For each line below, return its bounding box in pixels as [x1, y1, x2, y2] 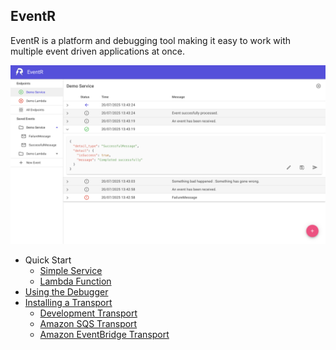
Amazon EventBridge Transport [39, 329, 170, 341]
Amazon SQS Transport [39, 318, 138, 330]
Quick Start [24, 254, 72, 266]
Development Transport [39, 307, 138, 319]
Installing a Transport [24, 297, 113, 309]
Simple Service [39, 265, 103, 277]
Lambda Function [39, 275, 112, 288]
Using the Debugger [24, 286, 109, 298]
